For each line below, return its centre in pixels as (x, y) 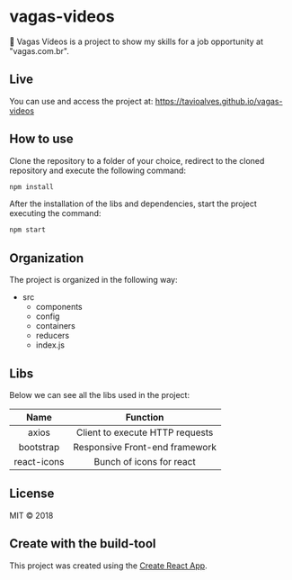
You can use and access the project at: (81, 101)
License (32, 494)
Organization (46, 258)
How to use (41, 139)
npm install (31, 186)
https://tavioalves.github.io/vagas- (219, 101)
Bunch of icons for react (145, 461)
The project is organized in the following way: (93, 280)
